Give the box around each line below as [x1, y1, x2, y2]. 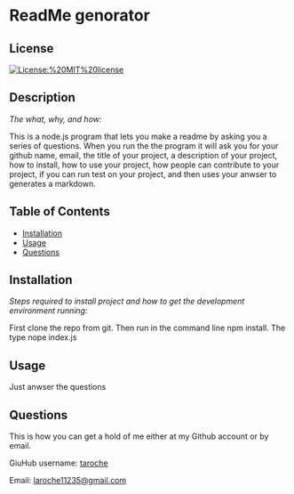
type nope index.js [9, 332, 77, 343]
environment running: [9, 305, 88, 316]
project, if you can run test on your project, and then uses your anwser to [9, 168, 277, 179]
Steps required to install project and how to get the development [9, 296, 245, 307]
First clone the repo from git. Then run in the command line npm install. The [9, 322, 286, 334]
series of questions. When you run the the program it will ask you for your [9, 140, 279, 151]
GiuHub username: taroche [9, 458, 108, 468]
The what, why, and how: [9, 113, 102, 125]
